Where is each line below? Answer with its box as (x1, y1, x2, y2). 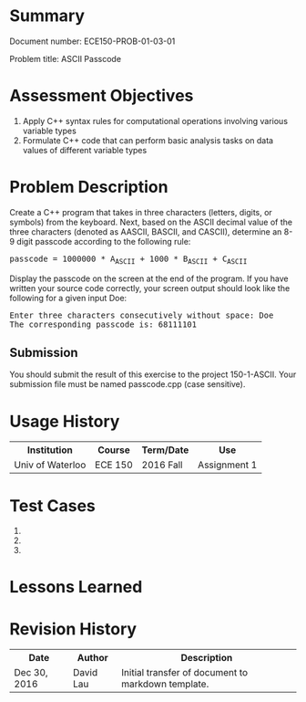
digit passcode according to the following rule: (16, 236, 191, 246)
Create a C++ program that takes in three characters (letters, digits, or (9, 206, 273, 217)
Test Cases (9, 495, 96, 516)
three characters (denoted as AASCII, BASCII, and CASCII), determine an (9, 225, 282, 237)
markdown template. (121, 677, 209, 690)
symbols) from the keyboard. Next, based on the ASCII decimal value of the (9, 216, 293, 227)
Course (97, 444, 130, 456)
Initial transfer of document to (121, 666, 249, 679)
